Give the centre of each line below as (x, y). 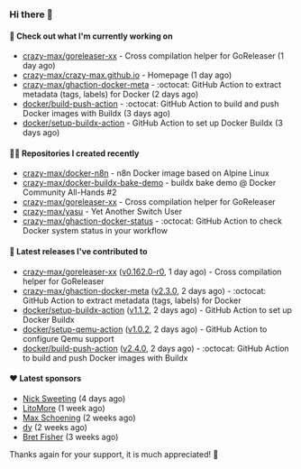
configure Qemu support (68, 338)
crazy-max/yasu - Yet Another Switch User (102, 212)
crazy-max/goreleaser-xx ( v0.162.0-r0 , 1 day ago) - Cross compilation (152, 271)
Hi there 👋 (32, 14)
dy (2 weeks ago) (55, 427)
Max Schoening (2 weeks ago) (79, 418)
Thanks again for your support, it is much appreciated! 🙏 (114, 454)
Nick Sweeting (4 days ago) (74, 398)
